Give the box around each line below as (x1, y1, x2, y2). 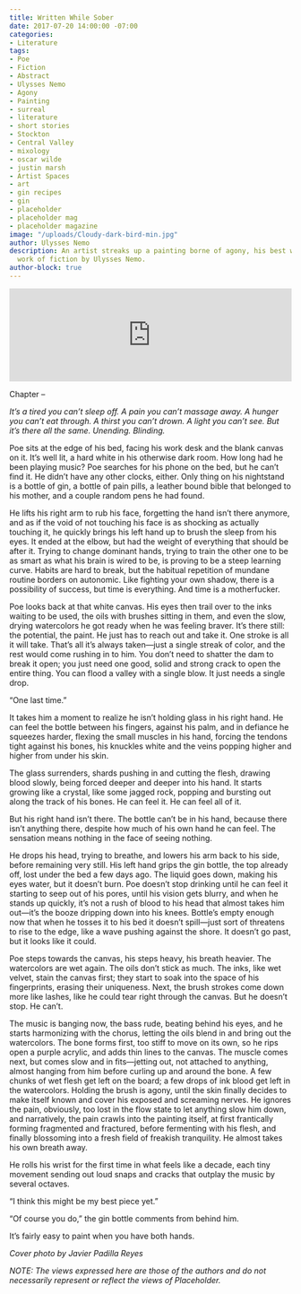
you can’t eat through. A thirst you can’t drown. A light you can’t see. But (9, 415, 279, 426)
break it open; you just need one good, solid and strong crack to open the (9, 658, 281, 669)
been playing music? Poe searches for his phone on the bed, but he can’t (9, 461, 279, 472)
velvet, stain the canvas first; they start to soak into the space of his (9, 972, 260, 983)
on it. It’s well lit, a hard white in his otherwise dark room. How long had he (9, 452, 284, 463)
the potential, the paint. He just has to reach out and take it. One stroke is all (9, 630, 289, 640)
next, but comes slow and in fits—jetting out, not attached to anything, (9, 1055, 269, 1067)
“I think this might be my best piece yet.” (9, 1195, 159, 1206)
